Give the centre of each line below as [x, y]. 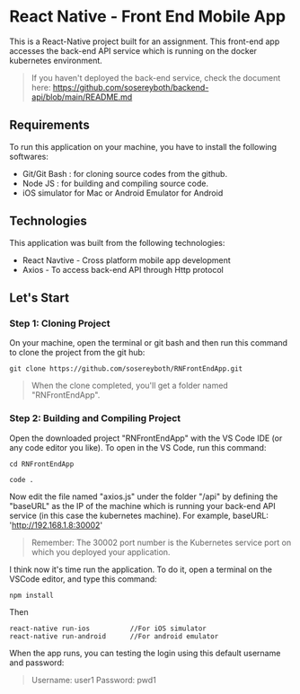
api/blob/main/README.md [82, 97]
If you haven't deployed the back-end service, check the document [156, 77]
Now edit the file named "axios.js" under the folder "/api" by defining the [144, 496]
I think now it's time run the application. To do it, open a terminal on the [141, 569]
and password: [37, 663]
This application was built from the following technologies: [117, 242]
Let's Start [40, 298]
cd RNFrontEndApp [42, 464]
